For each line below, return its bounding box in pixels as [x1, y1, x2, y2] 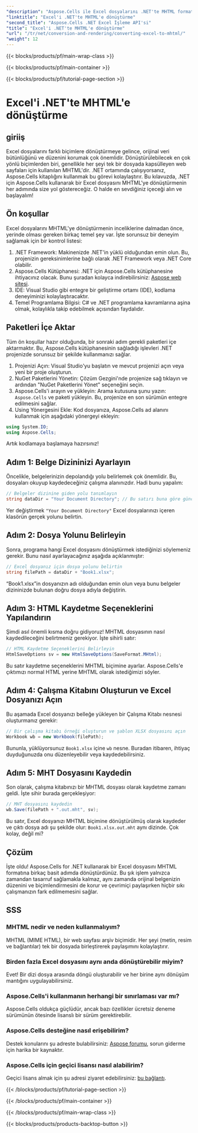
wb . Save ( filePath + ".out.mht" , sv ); [6, 807, 99, 813]
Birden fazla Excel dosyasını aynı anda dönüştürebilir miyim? [6, 957, 184, 966]
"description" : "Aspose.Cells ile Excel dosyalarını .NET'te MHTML [6, 8, 176, 15]
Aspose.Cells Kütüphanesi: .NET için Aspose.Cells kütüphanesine [14, 267, 173, 275]
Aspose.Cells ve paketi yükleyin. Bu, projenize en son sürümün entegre [14, 393, 187, 401]
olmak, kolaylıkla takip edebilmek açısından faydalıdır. [14, 305, 144, 312]
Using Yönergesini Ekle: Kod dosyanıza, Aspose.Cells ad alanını [14, 406, 169, 413]
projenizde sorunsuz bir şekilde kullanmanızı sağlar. [6, 350, 131, 358]
